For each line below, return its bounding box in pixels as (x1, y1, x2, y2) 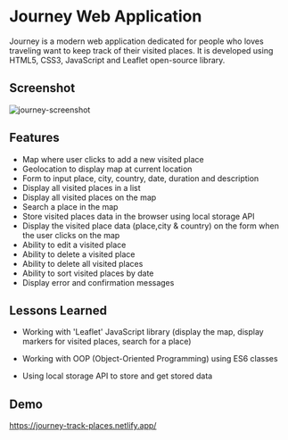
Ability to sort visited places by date (21, 268, 154, 278)
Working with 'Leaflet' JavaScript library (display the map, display (21, 327, 265, 337)
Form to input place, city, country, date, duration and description (21, 172, 259, 184)
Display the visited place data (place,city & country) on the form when (21, 220, 279, 231)
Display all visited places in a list (21, 182, 141, 193)
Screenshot (9, 80, 76, 95)
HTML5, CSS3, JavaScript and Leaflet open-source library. (9, 54, 226, 65)
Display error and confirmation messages (21, 277, 175, 287)
